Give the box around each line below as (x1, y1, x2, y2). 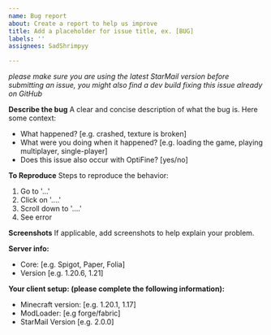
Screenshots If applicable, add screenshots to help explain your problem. (8, 228, 255, 238)
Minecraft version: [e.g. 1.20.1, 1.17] (19, 300, 136, 310)
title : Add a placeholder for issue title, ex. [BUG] (8, 27, 195, 35)
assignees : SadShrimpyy (8, 42, 89, 50)
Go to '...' (19, 186, 50, 196)
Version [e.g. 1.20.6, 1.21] (19, 268, 104, 278)
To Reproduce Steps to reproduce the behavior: (8, 171, 169, 181)
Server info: (8, 244, 49, 254)
